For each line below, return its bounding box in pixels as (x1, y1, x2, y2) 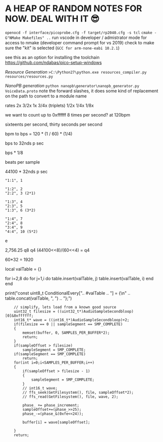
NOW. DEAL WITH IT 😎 (5, 13, 100, 24)
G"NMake (5, 35, 21, 40)
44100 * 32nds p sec (5, 169, 48, 174)
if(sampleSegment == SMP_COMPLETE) (14, 351, 86, 356)
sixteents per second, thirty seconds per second (5, 121, 103, 127)
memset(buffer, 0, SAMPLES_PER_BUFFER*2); (22, 330, 110, 335)
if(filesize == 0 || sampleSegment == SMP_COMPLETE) (14, 322, 123, 327)
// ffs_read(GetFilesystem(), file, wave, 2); (22, 394, 119, 399)
